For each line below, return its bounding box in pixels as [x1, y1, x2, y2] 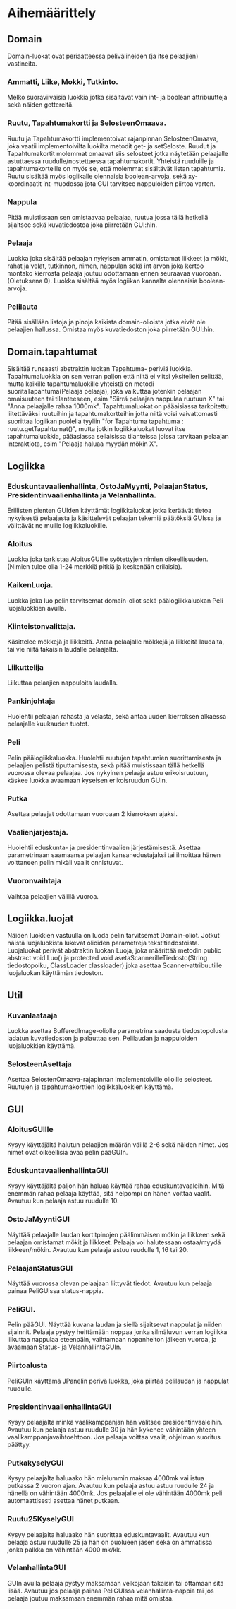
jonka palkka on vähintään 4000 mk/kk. [7, 1545, 122, 1554]
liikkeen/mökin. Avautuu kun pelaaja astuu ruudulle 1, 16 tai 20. [7, 1245, 189, 1254]
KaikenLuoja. [7, 580, 54, 590]
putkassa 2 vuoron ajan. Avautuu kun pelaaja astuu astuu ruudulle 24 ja [7, 1482, 215, 1490]
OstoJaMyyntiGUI [7, 1214, 70, 1224]
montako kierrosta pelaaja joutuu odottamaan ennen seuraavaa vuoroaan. [7, 269, 222, 278]
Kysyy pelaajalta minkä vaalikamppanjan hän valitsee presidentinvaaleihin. [7, 1418, 223, 1426]
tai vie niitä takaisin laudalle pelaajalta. [7, 644, 118, 653]
